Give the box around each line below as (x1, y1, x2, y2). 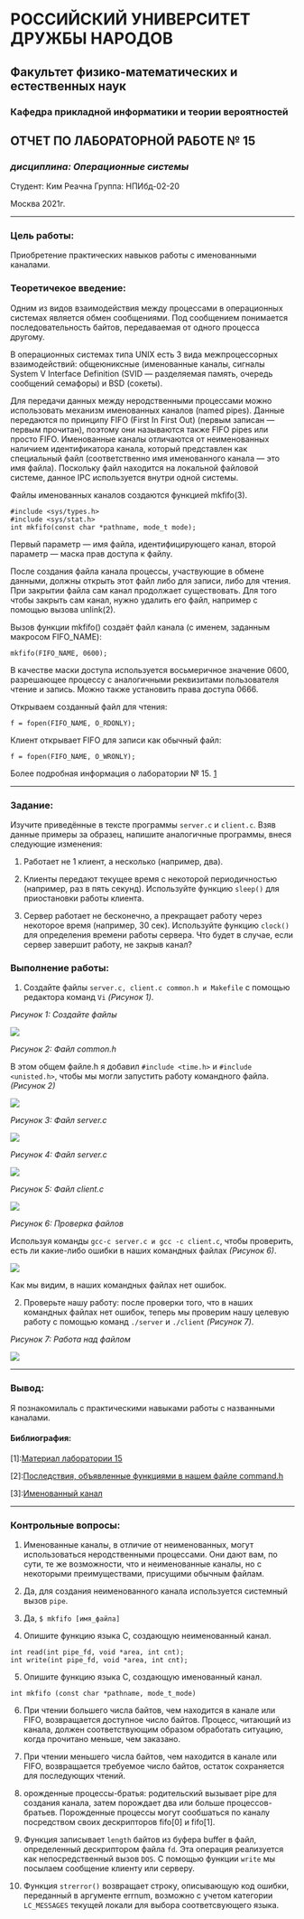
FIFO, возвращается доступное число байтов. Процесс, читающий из (23, 1715, 291, 1726)
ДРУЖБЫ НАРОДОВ (10, 28, 174, 49)
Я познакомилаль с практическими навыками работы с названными (10, 1402, 275, 1413)
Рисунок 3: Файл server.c (10, 1115, 107, 1126)
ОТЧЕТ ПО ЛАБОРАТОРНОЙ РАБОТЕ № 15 (10, 133, 256, 148)
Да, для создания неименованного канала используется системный (23, 1586, 288, 1596)
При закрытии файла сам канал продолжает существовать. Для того (10, 585, 278, 595)
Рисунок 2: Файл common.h (10, 1044, 116, 1054)
